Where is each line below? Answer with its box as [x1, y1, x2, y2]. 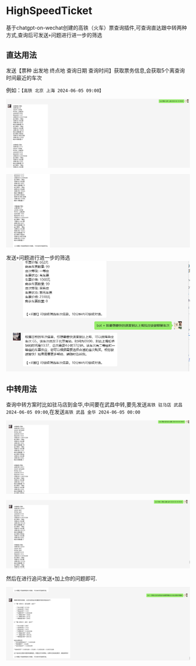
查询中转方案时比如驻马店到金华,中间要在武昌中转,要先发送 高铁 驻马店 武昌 [6, 401, 183, 408]
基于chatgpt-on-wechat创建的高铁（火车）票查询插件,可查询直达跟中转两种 [6, 24, 187, 31]
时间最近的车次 [6, 74, 42, 81]
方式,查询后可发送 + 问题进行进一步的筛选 [6, 31, 103, 39]
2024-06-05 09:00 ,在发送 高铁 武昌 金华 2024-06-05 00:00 [6, 408, 141, 415]
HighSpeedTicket [6, 4, 92, 18]
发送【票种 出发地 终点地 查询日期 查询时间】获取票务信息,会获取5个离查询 [6, 67, 185, 74]
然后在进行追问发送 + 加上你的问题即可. [6, 575, 97, 582]
